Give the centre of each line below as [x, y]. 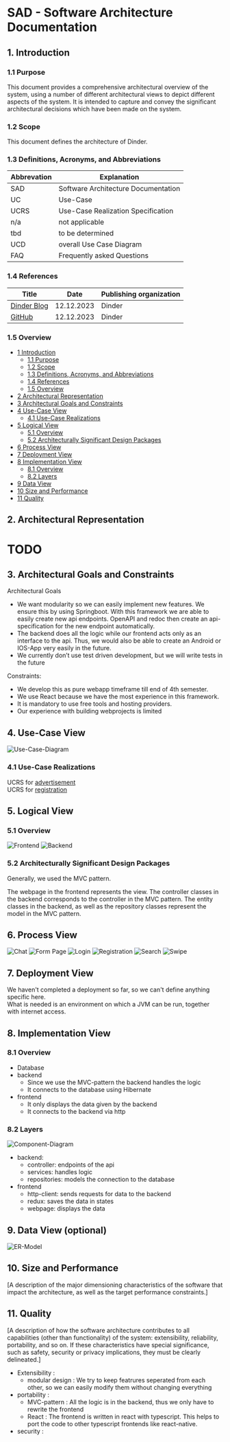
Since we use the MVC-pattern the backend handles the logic [114, 1082]
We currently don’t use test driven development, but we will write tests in [120, 655]
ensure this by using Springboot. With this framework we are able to [113, 612]
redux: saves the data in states [71, 1201]
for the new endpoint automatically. [105, 626]
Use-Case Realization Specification [116, 211]
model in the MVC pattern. [44, 913]
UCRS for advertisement [41, 782]
